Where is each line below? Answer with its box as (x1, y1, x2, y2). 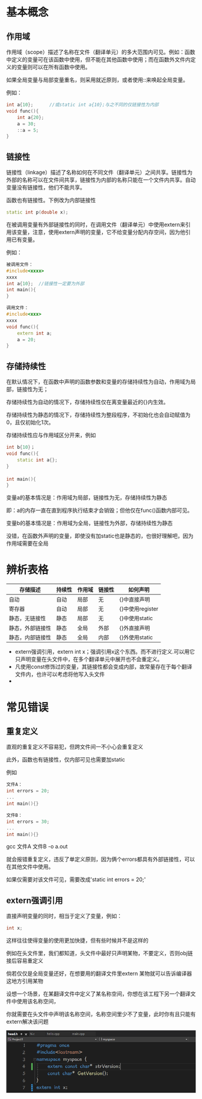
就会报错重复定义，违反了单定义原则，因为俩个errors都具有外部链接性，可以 (6, 855, 195, 863)
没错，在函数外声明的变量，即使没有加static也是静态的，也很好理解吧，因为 (6, 532, 194, 540)
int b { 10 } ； (6, 445, 35, 451)
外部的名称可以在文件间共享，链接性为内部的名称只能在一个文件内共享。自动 (6, 176, 196, 183)
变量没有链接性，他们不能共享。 (6, 184, 85, 191)
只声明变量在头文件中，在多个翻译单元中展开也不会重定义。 (14, 656, 163, 663)
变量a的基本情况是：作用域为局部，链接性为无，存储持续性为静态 (6, 494, 167, 501)
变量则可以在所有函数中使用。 (16, 64, 91, 70)
